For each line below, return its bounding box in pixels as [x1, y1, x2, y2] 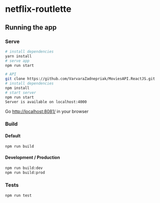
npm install [5, 85, 30, 90]
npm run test [5, 193, 32, 198]
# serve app [5, 58, 30, 63]
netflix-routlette [5, 3, 72, 15]
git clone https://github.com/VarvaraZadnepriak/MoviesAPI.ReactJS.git [5, 77, 155, 81]
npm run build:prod [5, 170, 45, 175]
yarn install [5, 53, 32, 59]
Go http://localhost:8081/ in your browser [5, 108, 89, 114]
